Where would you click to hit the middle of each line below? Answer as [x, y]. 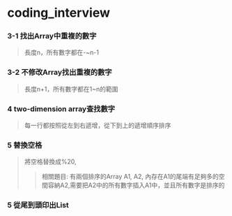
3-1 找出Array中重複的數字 [52, 36]
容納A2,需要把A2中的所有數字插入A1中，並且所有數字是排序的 [136, 185]
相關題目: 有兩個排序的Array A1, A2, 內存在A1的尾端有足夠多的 [130, 177]
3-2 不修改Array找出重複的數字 [60, 73]
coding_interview [59, 13]
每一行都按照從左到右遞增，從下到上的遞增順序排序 [98, 125]
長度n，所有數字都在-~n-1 [62, 52]
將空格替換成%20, [50, 161]
